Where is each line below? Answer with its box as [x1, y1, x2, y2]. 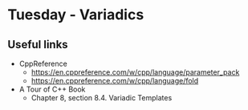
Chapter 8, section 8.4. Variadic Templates [30, 93, 173, 102]
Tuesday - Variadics [7, 6, 144, 24]
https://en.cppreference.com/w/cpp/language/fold [30, 76, 199, 85]
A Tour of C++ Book [18, 84, 86, 94]
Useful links [7, 38, 69, 51]
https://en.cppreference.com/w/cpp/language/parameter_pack [30, 67, 240, 77]
